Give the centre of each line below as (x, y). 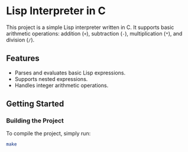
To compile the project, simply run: (48, 134)
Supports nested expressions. (51, 79)
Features (23, 58)
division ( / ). (20, 40)
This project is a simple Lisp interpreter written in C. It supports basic (90, 27)
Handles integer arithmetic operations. (61, 85)
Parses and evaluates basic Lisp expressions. (70, 73)
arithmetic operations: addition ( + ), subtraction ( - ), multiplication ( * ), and (94, 33)
